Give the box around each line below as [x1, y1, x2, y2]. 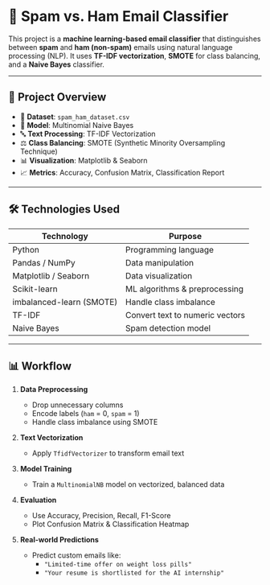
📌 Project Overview [8, 90, 107, 104]
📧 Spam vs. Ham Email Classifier [8, 7, 229, 26]
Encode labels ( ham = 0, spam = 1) [31, 409, 140, 418]
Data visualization [125, 270, 193, 281]
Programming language [125, 244, 215, 255]
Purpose [168, 230, 202, 241]
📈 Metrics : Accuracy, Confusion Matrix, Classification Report [19, 167, 225, 177]
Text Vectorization [19, 433, 84, 443]
